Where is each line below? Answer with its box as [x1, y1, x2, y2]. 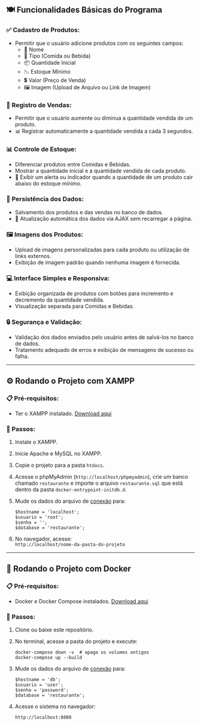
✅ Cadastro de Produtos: [6, 26, 80, 34]
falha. [14, 353, 29, 360]
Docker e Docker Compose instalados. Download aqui [14, 598, 148, 605]
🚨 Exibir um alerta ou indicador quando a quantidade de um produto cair [14, 174, 193, 181]
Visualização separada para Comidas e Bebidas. [14, 303, 135, 310]
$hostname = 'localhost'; [14, 509, 80, 515]
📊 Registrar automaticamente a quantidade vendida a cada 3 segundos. [14, 127, 193, 135]
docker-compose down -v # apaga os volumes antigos [14, 649, 150, 655]
